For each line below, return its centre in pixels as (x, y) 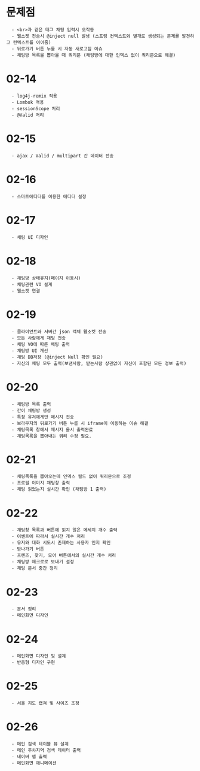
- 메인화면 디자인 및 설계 (39, 656)
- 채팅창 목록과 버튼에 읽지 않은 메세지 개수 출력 (64, 530)
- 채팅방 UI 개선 (30, 351)
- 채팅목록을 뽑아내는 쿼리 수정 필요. (52, 436)
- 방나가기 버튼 (28, 549)
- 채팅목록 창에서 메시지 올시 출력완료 (53, 429)
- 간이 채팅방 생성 (31, 411)
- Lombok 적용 (28, 102)
